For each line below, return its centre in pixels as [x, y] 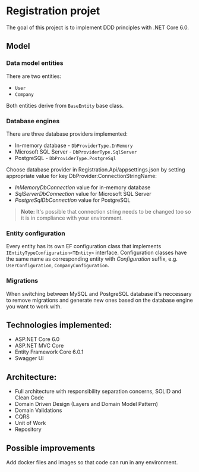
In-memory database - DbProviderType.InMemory [74, 145]
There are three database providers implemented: [67, 134]
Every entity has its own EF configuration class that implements [84, 246]
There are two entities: [34, 76]
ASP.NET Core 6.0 [37, 339]
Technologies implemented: [59, 325]
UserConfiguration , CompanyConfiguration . [58, 265]
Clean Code [29, 398]
